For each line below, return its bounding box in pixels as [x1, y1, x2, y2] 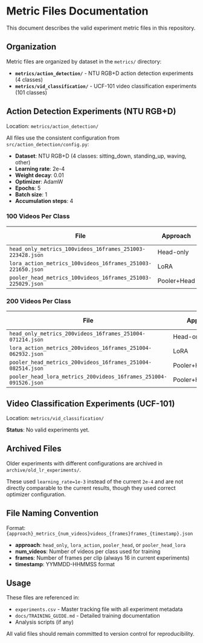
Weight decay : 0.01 [14, 171, 65, 179]
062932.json [9, 351, 44, 358]
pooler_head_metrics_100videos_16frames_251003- [9, 274, 152, 281]
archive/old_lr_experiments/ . [6, 466, 82, 473]
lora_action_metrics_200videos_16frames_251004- [9, 344, 152, 352]
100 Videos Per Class [6, 212, 70, 221]
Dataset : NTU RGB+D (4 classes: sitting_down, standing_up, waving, [14, 152, 187, 160]
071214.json [9, 337, 44, 343]
